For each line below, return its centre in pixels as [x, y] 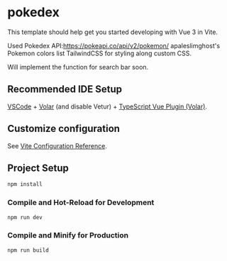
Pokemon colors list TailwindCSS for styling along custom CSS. [100, 53]
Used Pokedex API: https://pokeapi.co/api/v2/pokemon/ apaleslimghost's [114, 45]
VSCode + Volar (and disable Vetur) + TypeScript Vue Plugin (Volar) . [107, 106]
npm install [25, 184]
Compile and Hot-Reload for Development [81, 203]
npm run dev [25, 217]
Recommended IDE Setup [65, 89]
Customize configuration [64, 129]
